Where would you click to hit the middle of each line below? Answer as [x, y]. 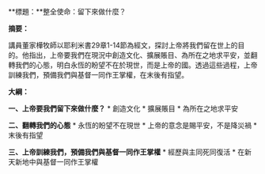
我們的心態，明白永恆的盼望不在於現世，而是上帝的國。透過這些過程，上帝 [136, 65]
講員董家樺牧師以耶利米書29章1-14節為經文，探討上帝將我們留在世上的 [123, 45]
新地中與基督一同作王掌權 [57, 162]
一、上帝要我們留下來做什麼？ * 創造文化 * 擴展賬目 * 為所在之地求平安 [123, 108]
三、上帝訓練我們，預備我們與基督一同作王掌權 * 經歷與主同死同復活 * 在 [127, 152]
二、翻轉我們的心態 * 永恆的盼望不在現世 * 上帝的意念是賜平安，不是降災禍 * [132, 125]
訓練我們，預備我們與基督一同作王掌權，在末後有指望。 [98, 75]
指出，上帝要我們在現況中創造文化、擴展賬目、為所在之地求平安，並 [140, 55]
